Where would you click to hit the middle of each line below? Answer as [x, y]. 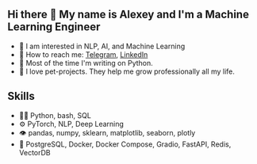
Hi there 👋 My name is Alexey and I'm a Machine [128, 15]
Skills [21, 96]
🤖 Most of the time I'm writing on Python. [86, 63]
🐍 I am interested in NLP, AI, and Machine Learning [102, 46]
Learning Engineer [54, 27]
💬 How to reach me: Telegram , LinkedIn [83, 54]
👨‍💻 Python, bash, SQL [55, 115]
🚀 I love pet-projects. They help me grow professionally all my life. [127, 71]
